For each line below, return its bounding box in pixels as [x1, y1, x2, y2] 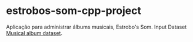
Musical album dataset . [6, 29, 63, 36]
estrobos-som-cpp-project [6, 4, 142, 17]
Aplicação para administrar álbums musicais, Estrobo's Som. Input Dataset [6, 23, 187, 30]
